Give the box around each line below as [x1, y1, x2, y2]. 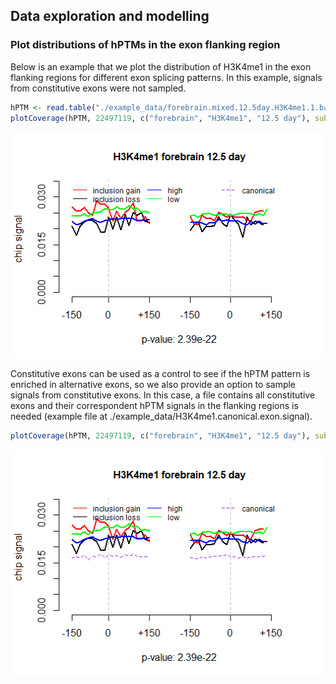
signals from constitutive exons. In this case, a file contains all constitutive [10, 389, 316, 401]
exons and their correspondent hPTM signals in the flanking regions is [10, 400, 299, 412]
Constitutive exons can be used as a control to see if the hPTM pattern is [10, 368, 311, 380]
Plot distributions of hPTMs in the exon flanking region [10, 38, 281, 52]
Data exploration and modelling [10, 8, 210, 25]
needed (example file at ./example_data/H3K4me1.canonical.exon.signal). [10, 410, 313, 423]
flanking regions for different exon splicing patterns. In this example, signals [10, 71, 323, 83]
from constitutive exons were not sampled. [10, 82, 187, 94]
